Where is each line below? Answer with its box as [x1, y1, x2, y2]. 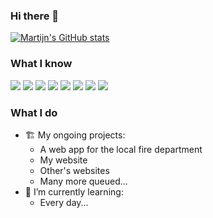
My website [39, 154, 88, 166]
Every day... [39, 196, 89, 208]
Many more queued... [39, 175, 128, 187]
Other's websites [39, 164, 110, 176]
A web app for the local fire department [39, 143, 203, 155]
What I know [10, 57, 73, 71]
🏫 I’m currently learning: [24, 185, 124, 198]
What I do [10, 105, 58, 119]
